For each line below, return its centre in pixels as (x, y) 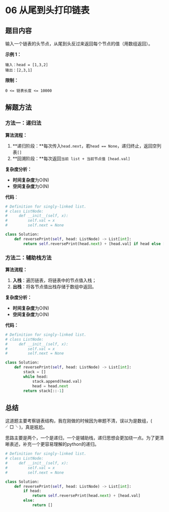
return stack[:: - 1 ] (44, 391)
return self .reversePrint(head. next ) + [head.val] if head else (92, 244)
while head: (36, 377)
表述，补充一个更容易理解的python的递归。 (54, 444)
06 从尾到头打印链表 (47, 10)
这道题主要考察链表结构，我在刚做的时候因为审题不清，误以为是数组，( (79, 421)
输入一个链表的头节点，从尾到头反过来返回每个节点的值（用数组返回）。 (79, 44)
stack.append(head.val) (57, 381)
